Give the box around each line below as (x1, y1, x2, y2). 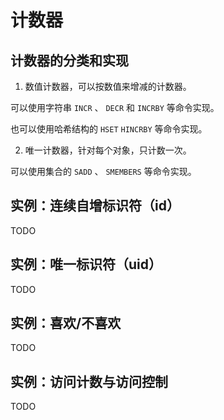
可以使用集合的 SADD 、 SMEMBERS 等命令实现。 (10, 166, 197, 177)
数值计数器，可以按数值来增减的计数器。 (24, 81, 192, 92)
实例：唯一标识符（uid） (10, 256, 163, 273)
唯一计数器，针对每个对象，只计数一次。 (24, 144, 192, 156)
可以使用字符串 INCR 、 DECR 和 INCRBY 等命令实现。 (10, 102, 220, 113)
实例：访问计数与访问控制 (10, 373, 168, 390)
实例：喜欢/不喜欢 (10, 315, 122, 332)
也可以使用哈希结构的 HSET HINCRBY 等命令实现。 (10, 123, 208, 135)
